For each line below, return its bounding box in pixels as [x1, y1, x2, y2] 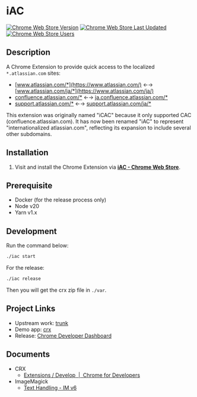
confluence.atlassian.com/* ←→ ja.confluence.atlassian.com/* [14, 93, 168, 100]
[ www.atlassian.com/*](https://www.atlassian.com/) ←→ [14, 81, 153, 88]
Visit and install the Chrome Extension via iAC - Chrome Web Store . [14, 163, 181, 171]
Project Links [6, 304, 56, 314]
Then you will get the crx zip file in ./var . [6, 286, 107, 294]
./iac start [6, 254, 36, 260]
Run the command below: [6, 242, 69, 249]
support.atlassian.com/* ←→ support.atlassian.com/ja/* [14, 100, 151, 107]
